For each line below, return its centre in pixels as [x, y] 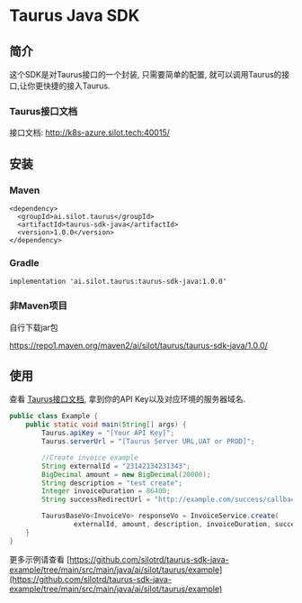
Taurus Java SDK [75, 16]
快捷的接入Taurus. [77, 86]
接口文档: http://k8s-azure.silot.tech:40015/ [90, 132]
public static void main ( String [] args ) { [106, 425]
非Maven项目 [38, 306]
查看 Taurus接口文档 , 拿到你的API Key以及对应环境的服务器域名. [127, 399]
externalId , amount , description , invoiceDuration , [172, 525]
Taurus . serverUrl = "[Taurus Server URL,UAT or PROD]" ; [148, 442]
